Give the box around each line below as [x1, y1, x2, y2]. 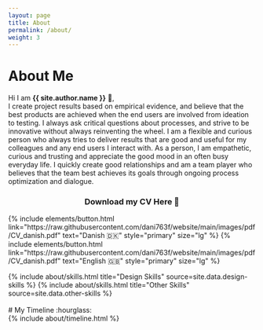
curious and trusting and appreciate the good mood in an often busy [8, 152, 229, 161]
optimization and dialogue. [8, 177, 94, 186]
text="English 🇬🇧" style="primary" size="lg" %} [62, 256, 221, 266]
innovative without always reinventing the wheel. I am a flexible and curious [8, 126, 253, 136]
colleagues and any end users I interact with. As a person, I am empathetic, [8, 143, 252, 153]
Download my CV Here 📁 [84, 196, 180, 207]
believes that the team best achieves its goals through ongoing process [8, 168, 239, 178]
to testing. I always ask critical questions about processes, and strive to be [8, 119, 250, 128]
